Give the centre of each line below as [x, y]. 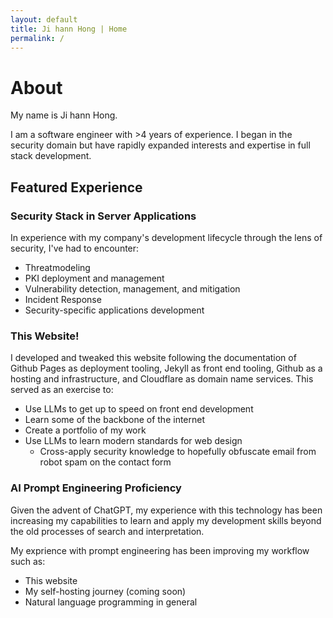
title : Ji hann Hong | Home [69, 29]
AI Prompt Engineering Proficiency [96, 488]
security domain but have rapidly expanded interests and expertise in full [160, 145]
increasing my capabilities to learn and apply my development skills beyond [166, 520]
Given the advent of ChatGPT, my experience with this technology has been [166, 510]
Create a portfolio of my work [85, 430]
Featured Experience [76, 187]
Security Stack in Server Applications [103, 216]
